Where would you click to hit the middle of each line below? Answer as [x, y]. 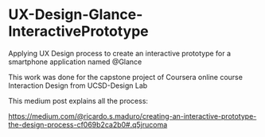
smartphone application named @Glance [75, 62]
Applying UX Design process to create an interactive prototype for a [120, 53]
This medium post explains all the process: [78, 101]
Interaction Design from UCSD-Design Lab [78, 86]
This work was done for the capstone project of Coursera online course [125, 77]
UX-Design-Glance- [76, 15]
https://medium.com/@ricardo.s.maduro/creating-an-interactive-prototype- [132, 116]
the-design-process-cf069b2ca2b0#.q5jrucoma [88, 124]
